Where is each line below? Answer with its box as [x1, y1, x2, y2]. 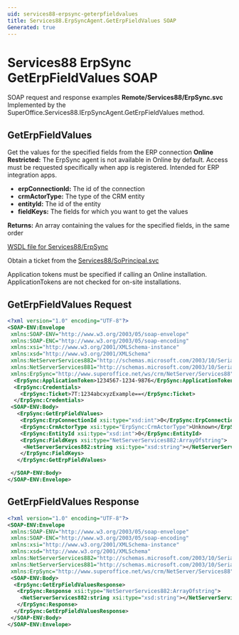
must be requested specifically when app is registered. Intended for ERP [7, 163, 220, 172]
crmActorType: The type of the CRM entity [17, 192, 145, 200]
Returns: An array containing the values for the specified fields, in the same [7, 221, 230, 230]
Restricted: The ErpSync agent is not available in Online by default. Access [7, 156, 228, 164]
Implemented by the [7, 101, 66, 109]
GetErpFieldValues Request [7, 298, 132, 310]
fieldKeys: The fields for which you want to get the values [17, 208, 188, 216]
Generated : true [7, 24, 55, 31]
